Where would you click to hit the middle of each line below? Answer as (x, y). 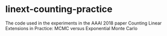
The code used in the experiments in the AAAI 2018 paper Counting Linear (83, 23)
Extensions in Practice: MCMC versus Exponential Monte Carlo (71, 28)
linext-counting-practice (59, 9)
